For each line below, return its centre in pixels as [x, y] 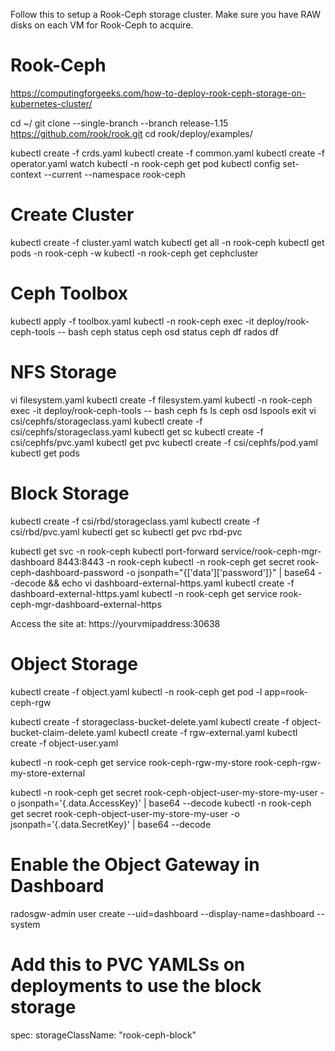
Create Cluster [72, 215]
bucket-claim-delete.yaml [63, 732]
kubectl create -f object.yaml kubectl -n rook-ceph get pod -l [136, 691]
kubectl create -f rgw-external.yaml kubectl [208, 732]
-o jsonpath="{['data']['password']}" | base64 [221, 572]
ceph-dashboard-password [67, 572]
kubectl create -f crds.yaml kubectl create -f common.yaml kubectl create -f [167, 153]
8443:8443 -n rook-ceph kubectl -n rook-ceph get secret [175, 561]
